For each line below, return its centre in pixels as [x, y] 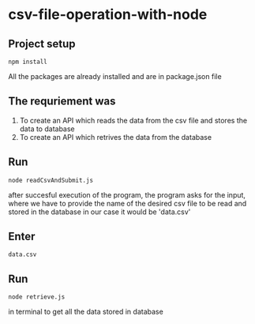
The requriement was [62, 102]
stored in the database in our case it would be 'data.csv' [99, 212]
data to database [47, 129]
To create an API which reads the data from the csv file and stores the [133, 120]
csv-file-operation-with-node [108, 15]
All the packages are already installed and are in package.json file [115, 76]
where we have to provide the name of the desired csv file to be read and [127, 203]
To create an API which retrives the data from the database [115, 137]
